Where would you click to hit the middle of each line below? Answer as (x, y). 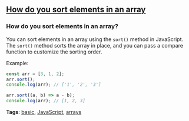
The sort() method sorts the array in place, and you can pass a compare (95, 45)
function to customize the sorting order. (54, 52)
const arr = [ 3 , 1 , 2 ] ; (35, 74)
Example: (17, 63)
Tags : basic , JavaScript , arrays (44, 112)
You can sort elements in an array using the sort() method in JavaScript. (95, 39)
